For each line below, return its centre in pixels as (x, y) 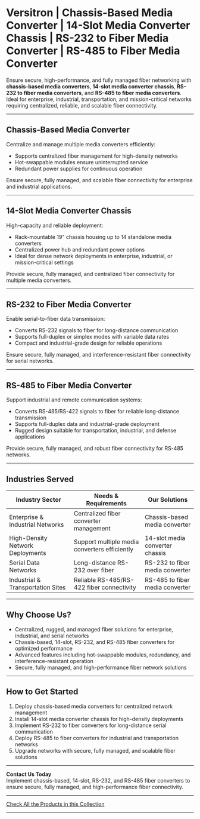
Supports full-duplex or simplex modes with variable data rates (92, 337)
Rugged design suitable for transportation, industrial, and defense (96, 431)
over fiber (101, 570)
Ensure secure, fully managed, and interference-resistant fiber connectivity (99, 355)
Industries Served (40, 479)
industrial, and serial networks (52, 636)
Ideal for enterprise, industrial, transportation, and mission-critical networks (99, 99)
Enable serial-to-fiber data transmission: (56, 319)
